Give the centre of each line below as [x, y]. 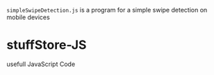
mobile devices [28, 17]
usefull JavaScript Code [41, 64]
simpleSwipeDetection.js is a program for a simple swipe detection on [107, 10]
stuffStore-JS [47, 45]
